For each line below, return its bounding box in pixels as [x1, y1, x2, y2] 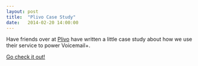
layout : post [6, 8, 39, 15]
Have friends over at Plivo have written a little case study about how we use [6, 36, 193, 43]
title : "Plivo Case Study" [6, 14, 76, 20]
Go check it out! [6, 54, 46, 61]
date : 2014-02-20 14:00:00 [6, 19, 79, 25]
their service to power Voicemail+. [6, 42, 91, 49]
